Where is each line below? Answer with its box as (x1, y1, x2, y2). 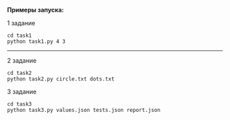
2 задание (7, 57, 37, 64)
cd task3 (7, 101, 32, 108)
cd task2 (7, 70, 32, 76)
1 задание (7, 19, 36, 27)
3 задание (7, 88, 37, 95)
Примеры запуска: (7, 6, 64, 14)
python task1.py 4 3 (7, 38, 66, 45)
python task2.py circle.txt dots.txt (7, 76, 115, 82)
